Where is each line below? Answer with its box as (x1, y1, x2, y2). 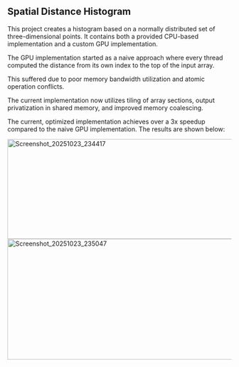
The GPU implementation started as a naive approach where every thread (7, 53, 223, 62)
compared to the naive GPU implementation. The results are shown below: (7, 124, 225, 133)
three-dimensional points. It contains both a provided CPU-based (7, 32, 199, 40)
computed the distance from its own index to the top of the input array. (7, 60, 215, 70)
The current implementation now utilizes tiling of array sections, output (7, 96, 215, 104)
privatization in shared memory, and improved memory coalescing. (7, 103, 204, 112)
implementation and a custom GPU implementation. (7, 39, 159, 48)
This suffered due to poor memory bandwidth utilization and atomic (7, 75, 205, 83)
